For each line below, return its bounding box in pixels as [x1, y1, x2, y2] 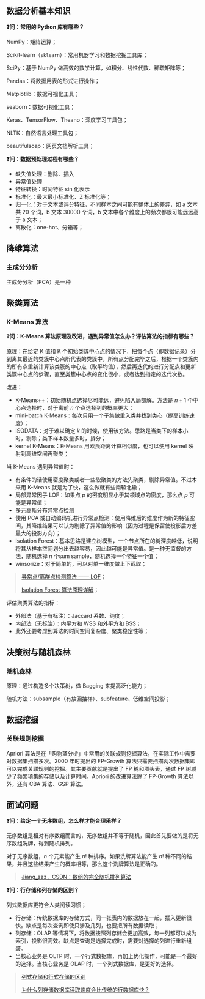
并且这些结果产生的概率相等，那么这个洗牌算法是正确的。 [16, 860, 162, 867]
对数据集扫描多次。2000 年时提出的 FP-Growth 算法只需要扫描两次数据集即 [6, 757, 196, 765]
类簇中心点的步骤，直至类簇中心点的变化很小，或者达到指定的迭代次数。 [6, 371, 188, 378]
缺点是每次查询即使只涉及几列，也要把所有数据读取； [26, 922, 160, 929]
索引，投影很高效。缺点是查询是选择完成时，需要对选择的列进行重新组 [15, 937, 192, 945]
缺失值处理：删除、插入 [15, 170, 74, 177]
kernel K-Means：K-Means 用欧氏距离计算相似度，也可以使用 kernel [15, 442, 187, 450]
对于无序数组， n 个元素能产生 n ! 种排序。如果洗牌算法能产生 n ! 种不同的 [6, 853, 187, 860]
